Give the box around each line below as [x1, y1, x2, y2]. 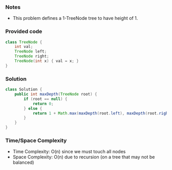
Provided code [5, 28, 42, 35]
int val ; [14, 44, 33, 50]
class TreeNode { [5, 39, 42, 44]
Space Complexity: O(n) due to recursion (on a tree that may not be [12, 154, 155, 160]
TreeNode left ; [14, 49, 47, 54]
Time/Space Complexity [5, 137, 67, 144]
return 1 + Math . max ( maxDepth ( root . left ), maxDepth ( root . [32, 111, 159, 116]
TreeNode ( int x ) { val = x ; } [14, 59, 79, 64]
